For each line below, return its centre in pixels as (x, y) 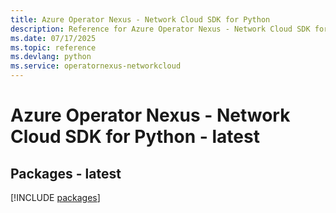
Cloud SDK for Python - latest (135, 137)
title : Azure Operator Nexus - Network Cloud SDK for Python (140, 19)
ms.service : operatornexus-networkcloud (96, 66)
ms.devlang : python (51, 57)
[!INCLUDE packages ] (55, 197)
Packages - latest (66, 173)
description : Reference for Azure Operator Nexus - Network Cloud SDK (160, 29)
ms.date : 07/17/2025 (53, 38)
